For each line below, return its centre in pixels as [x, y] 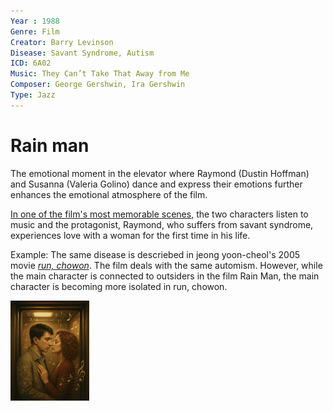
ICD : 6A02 [31, 63]
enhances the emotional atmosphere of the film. [109, 194]
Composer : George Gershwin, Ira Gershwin [98, 85]
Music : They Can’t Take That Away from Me [100, 74]
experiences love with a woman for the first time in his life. [130, 235]
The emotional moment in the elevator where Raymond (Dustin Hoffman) [160, 173]
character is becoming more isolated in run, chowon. [119, 286]
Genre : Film [35, 31]
